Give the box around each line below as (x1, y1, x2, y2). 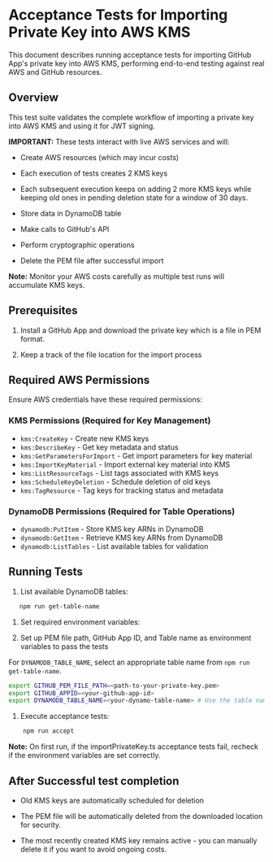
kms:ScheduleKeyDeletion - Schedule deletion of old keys (19, 477, 211, 486)
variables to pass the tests (19, 641, 109, 651)
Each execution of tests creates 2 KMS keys (19, 168, 168, 178)
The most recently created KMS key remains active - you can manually (19, 835, 258, 845)
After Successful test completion (8, 774, 180, 788)
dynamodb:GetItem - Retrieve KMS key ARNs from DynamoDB (19, 533, 223, 542)
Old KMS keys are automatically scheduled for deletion (19, 795, 205, 805)
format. (19, 333, 45, 343)
